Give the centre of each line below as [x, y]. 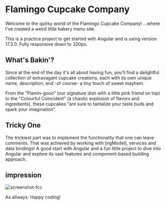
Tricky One [23, 125]
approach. [16, 159]
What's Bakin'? [30, 60]
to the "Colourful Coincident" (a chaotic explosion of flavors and [72, 98]
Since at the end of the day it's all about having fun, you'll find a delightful [82, 72]
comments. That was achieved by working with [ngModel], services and [81, 143]
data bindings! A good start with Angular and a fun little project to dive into [83, 148]
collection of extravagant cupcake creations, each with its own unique [79, 78]
